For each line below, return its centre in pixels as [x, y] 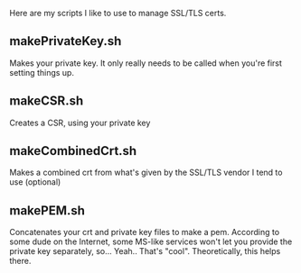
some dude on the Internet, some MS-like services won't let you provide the [151, 241]
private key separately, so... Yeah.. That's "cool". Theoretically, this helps [145, 251]
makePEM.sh [47, 210]
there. [20, 261]
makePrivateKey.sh [66, 41]
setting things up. [42, 72]
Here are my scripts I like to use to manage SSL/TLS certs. [118, 13]
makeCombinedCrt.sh [73, 151]
